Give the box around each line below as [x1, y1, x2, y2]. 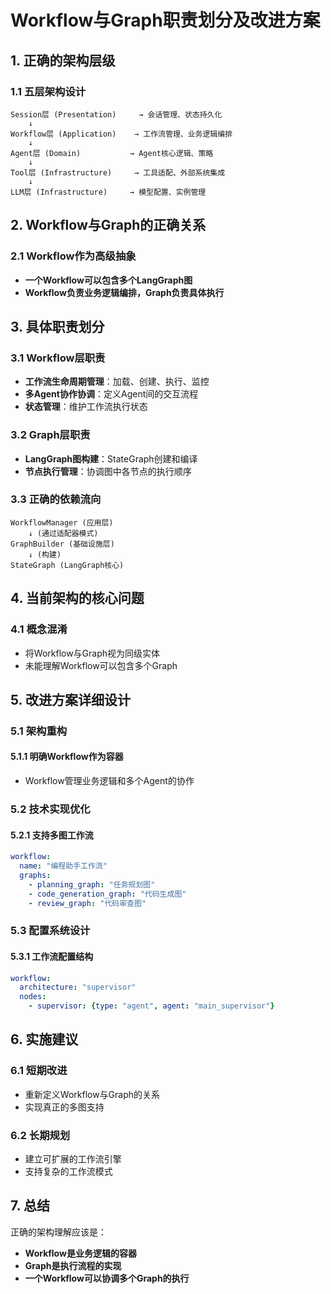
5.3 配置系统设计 [10, 924, 91, 938]
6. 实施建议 [10, 1031, 79, 1048]
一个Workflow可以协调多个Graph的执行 [24, 1272, 190, 1284]
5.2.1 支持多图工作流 [10, 829, 94, 841]
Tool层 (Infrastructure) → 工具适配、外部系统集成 [10, 167, 226, 178]
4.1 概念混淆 [10, 622, 68, 636]
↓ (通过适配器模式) [28, 528, 99, 538]
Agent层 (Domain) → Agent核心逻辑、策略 [10, 148, 214, 158]
